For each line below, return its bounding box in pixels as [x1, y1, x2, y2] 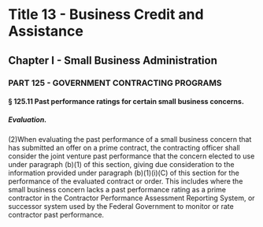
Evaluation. [8, 114, 47, 124]
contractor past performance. [8, 210, 105, 220]
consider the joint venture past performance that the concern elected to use [8, 151, 255, 161]
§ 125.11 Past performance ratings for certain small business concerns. [8, 97, 244, 106]
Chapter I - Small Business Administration [8, 54, 218, 67]
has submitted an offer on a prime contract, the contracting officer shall [8, 143, 240, 153]
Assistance [8, 22, 84, 40]
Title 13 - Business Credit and [8, 6, 204, 24]
